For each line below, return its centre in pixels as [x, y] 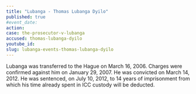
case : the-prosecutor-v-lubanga [45, 33]
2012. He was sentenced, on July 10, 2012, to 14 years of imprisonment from [98, 78]
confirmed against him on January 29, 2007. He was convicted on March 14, [98, 72]
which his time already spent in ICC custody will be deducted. [80, 85]
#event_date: [22, 22]
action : [16, 28]
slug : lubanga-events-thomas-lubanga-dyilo [60, 50]
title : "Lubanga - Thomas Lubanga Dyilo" [57, 11]
